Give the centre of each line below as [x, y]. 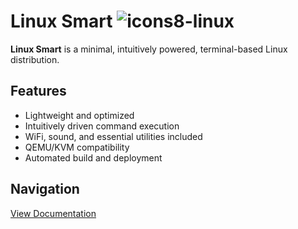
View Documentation [53, 213]
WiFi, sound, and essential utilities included [113, 136]
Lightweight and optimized [79, 115]
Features [38, 91]
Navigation [45, 189]
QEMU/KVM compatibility [77, 147]
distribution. [35, 59]
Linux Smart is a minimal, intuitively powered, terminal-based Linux [149, 49]
